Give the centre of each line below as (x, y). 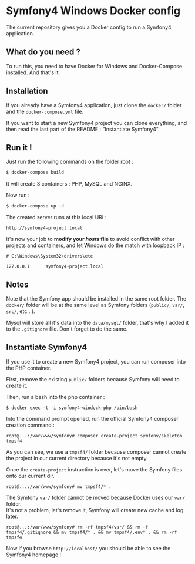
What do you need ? (43, 52)
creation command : (30, 425)
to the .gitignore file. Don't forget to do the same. (67, 329)
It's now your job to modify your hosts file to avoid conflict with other (90, 239)
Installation (27, 91)
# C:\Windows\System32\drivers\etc (50, 256)
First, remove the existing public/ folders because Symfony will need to (93, 379)
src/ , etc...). (21, 311)
